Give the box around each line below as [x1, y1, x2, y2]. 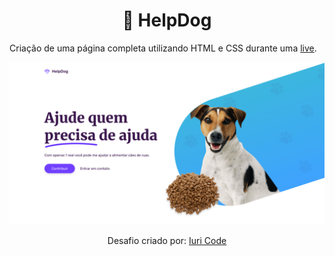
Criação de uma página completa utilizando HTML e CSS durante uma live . [9, 42, 317, 54]
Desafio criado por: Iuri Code [107, 234, 227, 246]
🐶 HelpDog [122, 9, 212, 32]
